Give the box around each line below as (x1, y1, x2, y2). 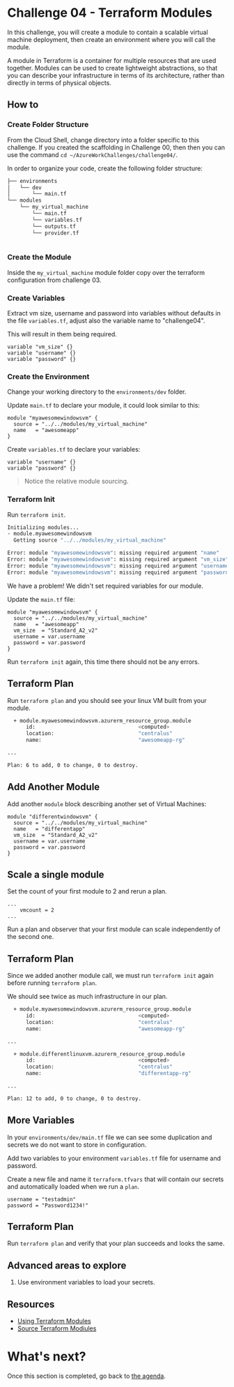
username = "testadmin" (7, 1196, 77, 1203)
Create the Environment (7, 371, 90, 381)
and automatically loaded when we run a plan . (7, 1182, 140, 1191)
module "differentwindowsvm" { (7, 813, 98, 820)
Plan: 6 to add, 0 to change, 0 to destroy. (7, 762, 139, 769)
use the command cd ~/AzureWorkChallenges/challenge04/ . (7, 150, 178, 158)
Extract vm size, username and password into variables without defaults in (7, 309, 221, 317)
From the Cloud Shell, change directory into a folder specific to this (7, 135, 200, 144)
